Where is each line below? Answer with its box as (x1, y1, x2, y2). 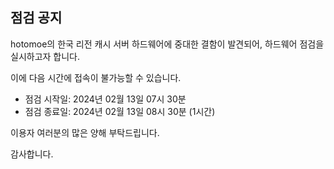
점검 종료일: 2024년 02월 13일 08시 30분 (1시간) (24, 105, 216, 117)
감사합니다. (10, 148, 54, 160)
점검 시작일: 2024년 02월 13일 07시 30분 (24, 93, 187, 105)
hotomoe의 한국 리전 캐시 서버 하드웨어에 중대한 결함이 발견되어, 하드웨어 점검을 (10, 38, 325, 50)
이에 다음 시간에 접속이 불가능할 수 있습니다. (10, 71, 182, 83)
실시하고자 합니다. (10, 50, 81, 62)
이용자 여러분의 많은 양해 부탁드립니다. (10, 126, 160, 138)
